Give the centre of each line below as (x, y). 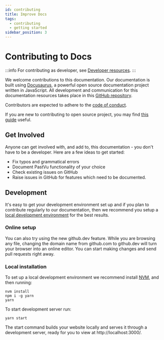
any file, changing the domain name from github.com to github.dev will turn (81, 243)
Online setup (21, 228)
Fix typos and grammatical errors (46, 161)
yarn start (16, 318)
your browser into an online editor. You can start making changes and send (81, 249)
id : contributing (23, 10)
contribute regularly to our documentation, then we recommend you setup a (82, 209)
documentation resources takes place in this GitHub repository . (69, 95)
